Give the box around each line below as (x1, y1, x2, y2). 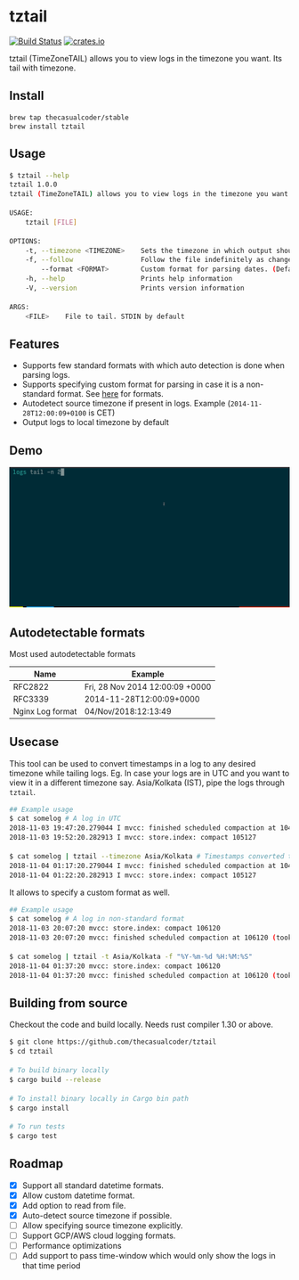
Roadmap (9, 1156, 64, 1171)
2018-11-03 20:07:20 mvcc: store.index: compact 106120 (9, 924, 221, 933)
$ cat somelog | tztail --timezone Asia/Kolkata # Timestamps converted (9, 851, 285, 861)
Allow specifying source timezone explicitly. (21, 1220, 183, 1231)
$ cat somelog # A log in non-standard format (9, 915, 185, 923)
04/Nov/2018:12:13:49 (84, 706, 172, 717)
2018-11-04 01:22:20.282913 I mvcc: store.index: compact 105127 (9, 871, 256, 880)
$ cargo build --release (9, 1075, 101, 1084)
